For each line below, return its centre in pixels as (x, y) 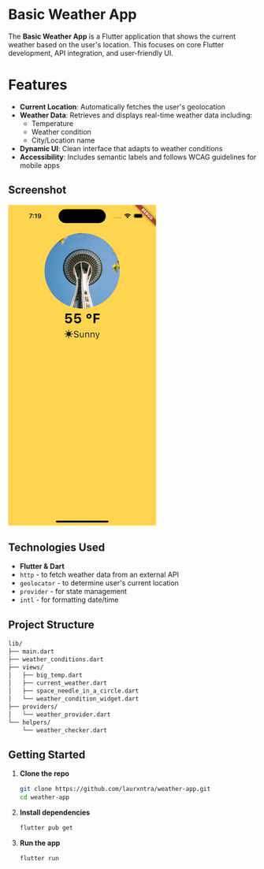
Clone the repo (44, 773)
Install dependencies (55, 812)
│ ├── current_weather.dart (58, 683)
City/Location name (63, 140)
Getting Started (47, 754)
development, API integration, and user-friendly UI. (91, 53)
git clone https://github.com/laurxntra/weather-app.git (115, 789)
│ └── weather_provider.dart (59, 715)
